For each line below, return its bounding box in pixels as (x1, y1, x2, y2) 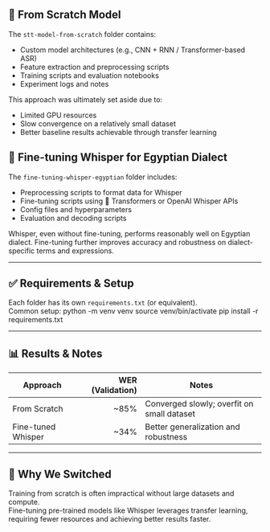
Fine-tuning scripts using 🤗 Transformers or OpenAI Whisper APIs (19, 196, 239, 206)
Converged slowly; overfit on (145, 399, 254, 410)
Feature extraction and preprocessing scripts (19, 62, 170, 72)
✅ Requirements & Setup (8, 276, 134, 290)
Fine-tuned (12, 421, 56, 432)
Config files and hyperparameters (19, 204, 133, 214)
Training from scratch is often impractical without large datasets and (8, 489, 235, 498)
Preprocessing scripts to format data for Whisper (19, 187, 182, 197)
